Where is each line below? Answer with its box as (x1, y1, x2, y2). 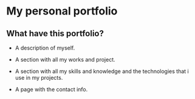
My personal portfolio (6, 4, 118, 18)
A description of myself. (15, 44, 75, 51)
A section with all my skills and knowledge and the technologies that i (15, 68, 190, 75)
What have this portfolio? (6, 28, 104, 39)
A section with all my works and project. (15, 56, 115, 63)
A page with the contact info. (15, 86, 88, 93)
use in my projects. (15, 74, 63, 81)
